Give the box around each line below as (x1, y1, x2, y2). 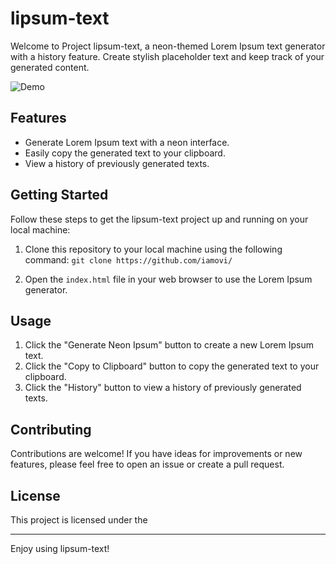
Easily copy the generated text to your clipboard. (24, 147, 226, 159)
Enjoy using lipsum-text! (10, 543, 110, 554)
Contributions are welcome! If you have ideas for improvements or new (10, 448, 303, 460)
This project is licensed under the (10, 514, 148, 526)
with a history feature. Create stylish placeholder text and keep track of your (10, 50, 325, 62)
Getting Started (10, 187, 109, 204)
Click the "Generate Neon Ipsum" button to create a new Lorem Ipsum (24, 339, 314, 351)
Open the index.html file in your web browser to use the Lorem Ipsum (24, 273, 313, 285)
